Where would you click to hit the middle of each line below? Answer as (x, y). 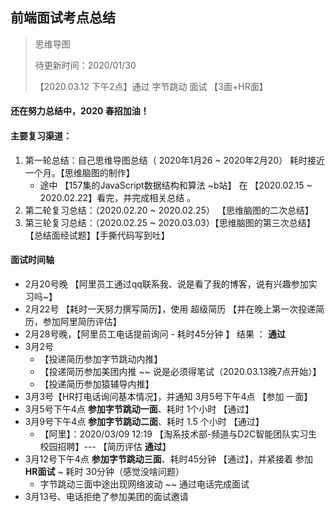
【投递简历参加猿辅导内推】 (97, 384)
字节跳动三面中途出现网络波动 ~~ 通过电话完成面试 (144, 484)
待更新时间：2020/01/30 (85, 65)
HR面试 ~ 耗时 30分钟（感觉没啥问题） (104, 471)
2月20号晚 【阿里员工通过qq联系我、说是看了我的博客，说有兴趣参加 (166, 284)
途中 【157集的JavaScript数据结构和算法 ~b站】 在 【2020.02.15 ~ (176, 185)
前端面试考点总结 (63, 18)
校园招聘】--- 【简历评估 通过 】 (105, 446)
